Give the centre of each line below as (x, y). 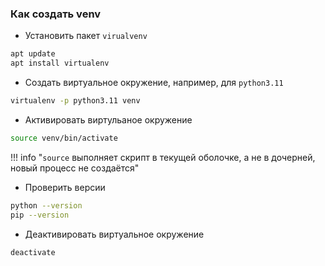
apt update (33, 54)
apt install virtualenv (60, 63)
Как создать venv (56, 14)
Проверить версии (65, 187)
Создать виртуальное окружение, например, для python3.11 (154, 83)
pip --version (40, 215)
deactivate (33, 252)
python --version (46, 205)
